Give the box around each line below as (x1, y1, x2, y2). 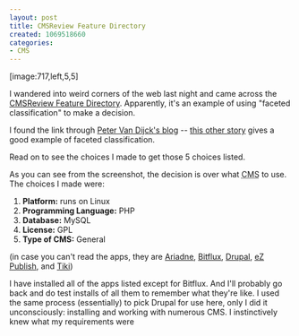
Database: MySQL (21, 215, 91, 226)
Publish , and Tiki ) (9, 261, 73, 271)
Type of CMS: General (21, 234, 106, 245)
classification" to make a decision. (9, 108, 136, 118)
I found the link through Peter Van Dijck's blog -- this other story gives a (9, 125, 275, 135)
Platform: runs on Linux (21, 196, 110, 207)
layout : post (9, 13, 58, 22)
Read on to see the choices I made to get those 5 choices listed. (9, 151, 246, 162)
